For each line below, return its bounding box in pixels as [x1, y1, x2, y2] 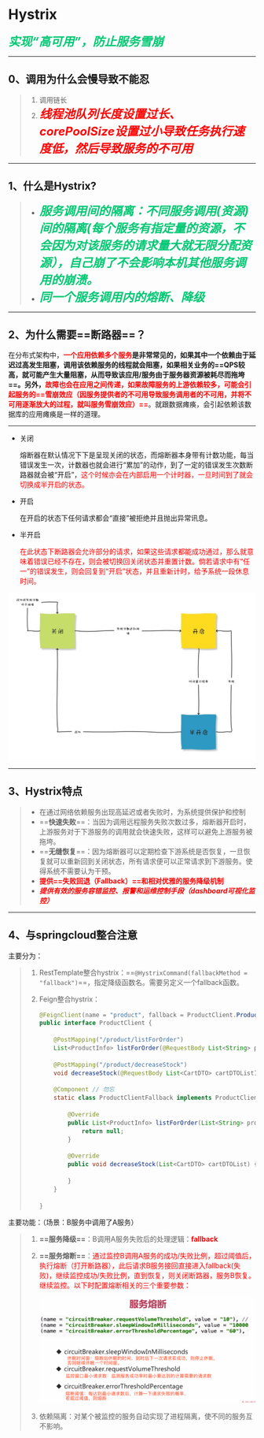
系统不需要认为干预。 [46, 866, 115, 875]
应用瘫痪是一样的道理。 [28, 410, 104, 419]
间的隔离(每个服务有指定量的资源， [38, 221, 233, 236]
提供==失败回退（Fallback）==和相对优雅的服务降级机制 [38, 876, 224, 886]
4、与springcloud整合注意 [8, 928, 138, 942]
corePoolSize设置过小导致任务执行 [38, 124, 233, 139]
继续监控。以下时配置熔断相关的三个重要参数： [38, 1280, 191, 1290]
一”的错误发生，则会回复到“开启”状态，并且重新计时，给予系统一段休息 [19, 567, 250, 576]
